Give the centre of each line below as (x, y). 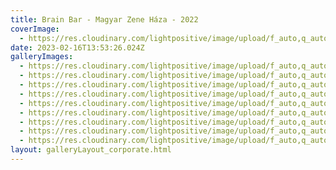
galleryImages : (42, 57)
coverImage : (35, 29)
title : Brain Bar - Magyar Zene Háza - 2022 (104, 19)
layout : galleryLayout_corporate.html (91, 150)
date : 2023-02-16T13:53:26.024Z (77, 47)
